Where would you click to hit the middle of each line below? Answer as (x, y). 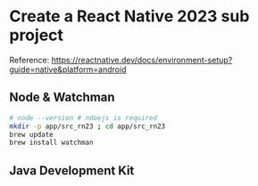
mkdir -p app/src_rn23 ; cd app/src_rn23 (87, 126)
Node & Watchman (62, 97)
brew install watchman (51, 143)
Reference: (29, 60)
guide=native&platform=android (68, 69)
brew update (31, 134)
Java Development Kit (72, 170)
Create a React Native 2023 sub (129, 16)
